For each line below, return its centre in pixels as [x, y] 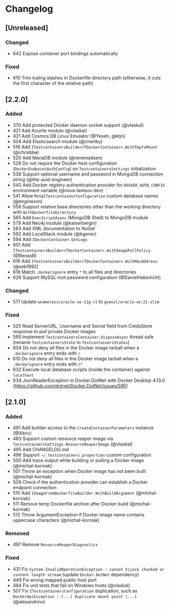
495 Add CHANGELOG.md [41, 450]
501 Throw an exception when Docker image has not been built [79, 471]
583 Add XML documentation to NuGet [54, 228]
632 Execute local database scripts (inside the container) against [81, 369]
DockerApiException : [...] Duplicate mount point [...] [75, 597]
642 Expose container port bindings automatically [65, 53]
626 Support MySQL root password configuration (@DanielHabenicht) [87, 277]
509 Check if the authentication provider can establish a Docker [80, 482]
